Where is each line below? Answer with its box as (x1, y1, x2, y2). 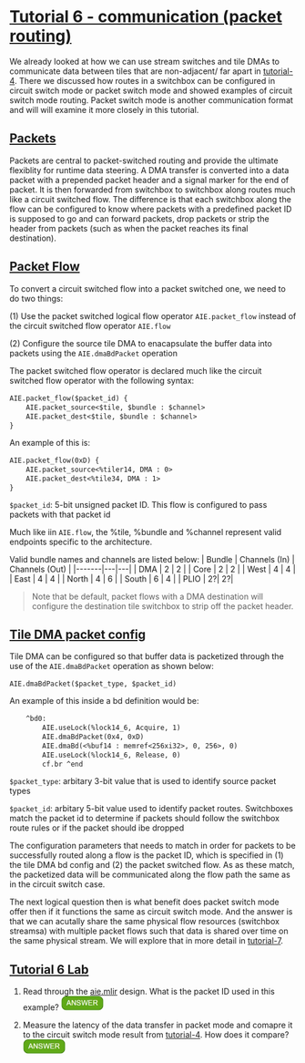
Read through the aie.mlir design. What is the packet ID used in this (22, 986, 275, 997)
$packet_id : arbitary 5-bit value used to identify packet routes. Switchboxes (9, 803, 294, 814)
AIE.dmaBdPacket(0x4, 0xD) (42, 732, 145, 742)
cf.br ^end (42, 759, 84, 769)
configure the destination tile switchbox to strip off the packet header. (31, 600, 294, 612)
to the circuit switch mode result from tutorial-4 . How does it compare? (22, 1029, 290, 1040)
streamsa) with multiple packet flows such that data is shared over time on (9, 925, 289, 936)
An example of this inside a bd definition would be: (9, 696, 199, 707)
